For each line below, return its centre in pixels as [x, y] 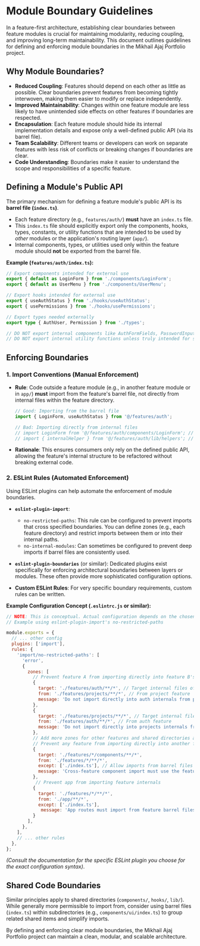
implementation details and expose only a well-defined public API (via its [104, 130]
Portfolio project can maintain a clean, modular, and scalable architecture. [96, 936]
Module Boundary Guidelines [80, 11]
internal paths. [41, 539]
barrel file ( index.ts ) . [32, 207]
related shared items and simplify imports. [58, 919]
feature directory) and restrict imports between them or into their [103, 533]
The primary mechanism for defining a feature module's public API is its [94, 201]
